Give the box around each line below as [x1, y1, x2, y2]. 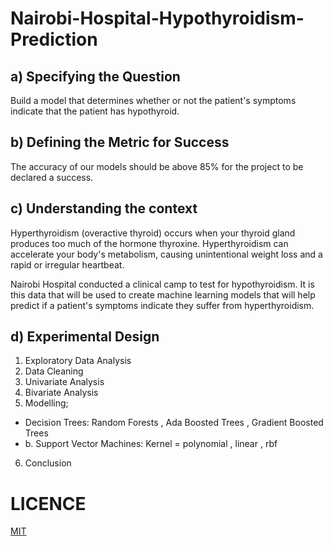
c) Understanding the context [10, 200, 198, 217]
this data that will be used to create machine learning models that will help [10, 288, 316, 301]
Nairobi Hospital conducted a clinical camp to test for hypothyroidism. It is [10, 278, 315, 290]
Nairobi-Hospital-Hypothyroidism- [10, 7, 305, 30]
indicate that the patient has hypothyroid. [10, 105, 180, 117]
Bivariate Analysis [24, 387, 99, 399]
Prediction [10, 28, 98, 51]
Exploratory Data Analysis [24, 355, 132, 367]
